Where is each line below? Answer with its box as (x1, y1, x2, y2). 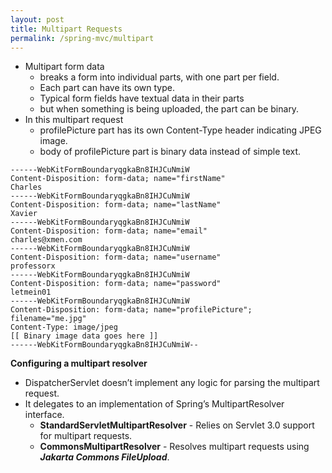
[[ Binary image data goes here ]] (10, 331, 159, 341)
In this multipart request (24, 114, 124, 126)
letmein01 (10, 287, 52, 298)
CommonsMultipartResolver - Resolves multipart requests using (39, 441, 310, 453)
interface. (24, 409, 65, 421)
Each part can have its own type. (39, 82, 175, 94)
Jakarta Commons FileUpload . (39, 451, 170, 463)
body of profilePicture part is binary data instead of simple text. (39, 146, 302, 158)
